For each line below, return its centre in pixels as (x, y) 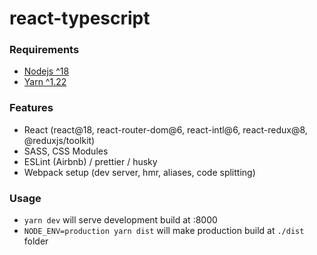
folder (36, 241)
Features (31, 108)
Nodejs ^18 (46, 71)
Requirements (44, 50)
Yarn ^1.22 (45, 82)
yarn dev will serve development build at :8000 (120, 220)
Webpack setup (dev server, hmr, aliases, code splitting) (139, 172)
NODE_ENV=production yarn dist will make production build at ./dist (164, 231)
